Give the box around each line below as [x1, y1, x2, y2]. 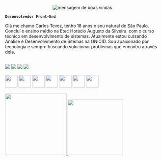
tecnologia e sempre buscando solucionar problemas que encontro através [5, 44, 157, 49]
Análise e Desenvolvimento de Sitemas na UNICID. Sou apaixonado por [5, 38, 149, 44]
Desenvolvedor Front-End [5, 14, 56, 19]
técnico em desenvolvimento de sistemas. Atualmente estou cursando [5, 33, 147, 39]
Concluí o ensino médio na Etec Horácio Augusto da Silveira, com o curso [5, 28, 155, 34]
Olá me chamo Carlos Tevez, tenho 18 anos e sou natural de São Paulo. [5, 23, 149, 29]
